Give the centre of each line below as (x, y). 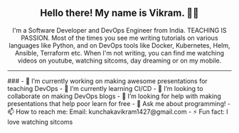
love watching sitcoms (40, 122)
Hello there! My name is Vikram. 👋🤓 (119, 13)
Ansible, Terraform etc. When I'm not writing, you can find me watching (119, 53)
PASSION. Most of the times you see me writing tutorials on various (119, 38)
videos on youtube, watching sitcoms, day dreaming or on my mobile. (119, 60)
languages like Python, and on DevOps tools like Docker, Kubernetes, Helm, (119, 45)
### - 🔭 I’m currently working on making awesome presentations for (107, 81)
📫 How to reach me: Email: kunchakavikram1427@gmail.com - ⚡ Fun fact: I (118, 112)
